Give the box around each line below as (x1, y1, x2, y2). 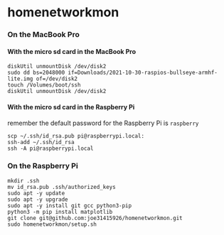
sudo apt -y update (7, 190, 65, 197)
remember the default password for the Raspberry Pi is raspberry (7, 119, 199, 127)
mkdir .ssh (7, 177, 40, 185)
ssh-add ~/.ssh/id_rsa (7, 138, 75, 146)
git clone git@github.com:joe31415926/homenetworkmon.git (7, 214, 183, 222)
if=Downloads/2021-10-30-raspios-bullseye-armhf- (68, 69, 218, 77)
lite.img (7, 75, 33, 82)
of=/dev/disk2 (36, 75, 78, 82)
